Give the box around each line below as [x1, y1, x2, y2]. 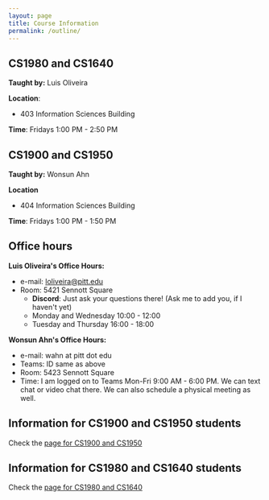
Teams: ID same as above [19, 359, 106, 369]
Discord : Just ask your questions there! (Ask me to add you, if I [31, 293, 242, 303]
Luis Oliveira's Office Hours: [8, 261, 105, 271]
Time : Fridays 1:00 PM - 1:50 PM [8, 217, 117, 225]
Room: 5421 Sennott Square [19, 285, 114, 295]
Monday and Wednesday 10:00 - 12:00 [31, 311, 161, 320]
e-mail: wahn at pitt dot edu [19, 350, 113, 360]
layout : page [8, 11, 52, 20]
